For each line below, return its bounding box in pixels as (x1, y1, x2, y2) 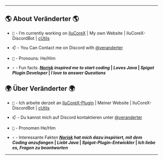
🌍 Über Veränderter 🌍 (5, 84, 75, 93)
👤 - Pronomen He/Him (12, 125, 56, 131)
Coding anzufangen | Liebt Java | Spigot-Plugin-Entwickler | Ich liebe (12, 139, 156, 145)
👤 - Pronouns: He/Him (12, 55, 56, 61)
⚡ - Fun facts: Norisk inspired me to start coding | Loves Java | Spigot (12, 64, 154, 70)
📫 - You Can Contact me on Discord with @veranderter (12, 45, 123, 50)
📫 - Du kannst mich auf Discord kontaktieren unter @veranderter (12, 114, 143, 120)
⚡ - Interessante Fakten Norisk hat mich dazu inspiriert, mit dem (12, 134, 142, 140)
